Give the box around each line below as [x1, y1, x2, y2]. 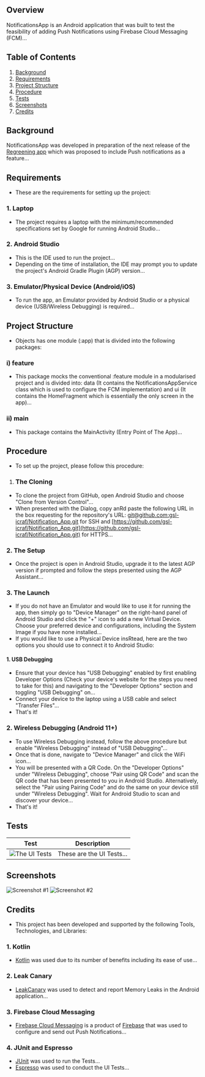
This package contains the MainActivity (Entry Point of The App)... [15, 428, 182, 436]
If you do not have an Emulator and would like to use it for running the [15, 602, 191, 610]
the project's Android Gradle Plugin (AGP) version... [15, 267, 145, 274]
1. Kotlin [6, 942, 31, 951]
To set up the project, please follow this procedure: [15, 462, 144, 469]
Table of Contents [6, 52, 76, 63]
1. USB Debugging [6, 656, 53, 663]
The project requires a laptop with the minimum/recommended [15, 218, 173, 225]
